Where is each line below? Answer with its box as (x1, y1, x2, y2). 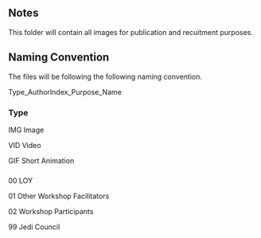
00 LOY (8, 175, 33, 185)
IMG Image (8, 125, 45, 135)
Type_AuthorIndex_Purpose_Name (8, 87, 122, 96)
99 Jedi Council (8, 222, 60, 232)
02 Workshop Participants (8, 206, 94, 216)
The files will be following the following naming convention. (8, 72, 203, 81)
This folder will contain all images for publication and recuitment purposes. (8, 27, 253, 37)
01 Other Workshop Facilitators (8, 191, 110, 201)
